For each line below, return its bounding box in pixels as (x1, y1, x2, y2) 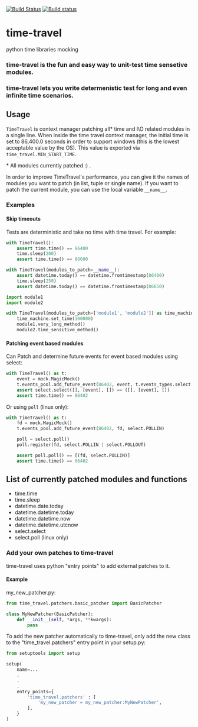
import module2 (6, 299, 44, 306)
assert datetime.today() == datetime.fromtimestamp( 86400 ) (16, 273, 165, 279)
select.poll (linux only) (14, 534, 69, 541)
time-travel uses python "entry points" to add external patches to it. (6, 562, 170, 569)
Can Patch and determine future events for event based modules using (6, 353, 179, 360)
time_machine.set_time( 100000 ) (16, 316, 94, 322)
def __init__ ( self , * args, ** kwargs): (16, 616, 112, 622)
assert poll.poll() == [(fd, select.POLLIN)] (16, 453, 131, 458)
